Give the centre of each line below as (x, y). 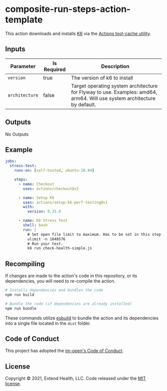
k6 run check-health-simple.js (60, 248)
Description (115, 66)
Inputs (15, 49)
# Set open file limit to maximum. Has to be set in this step (94, 234)
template (24, 20)
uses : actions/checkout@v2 (51, 189)
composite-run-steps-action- (68, 9)
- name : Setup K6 (36, 197)
